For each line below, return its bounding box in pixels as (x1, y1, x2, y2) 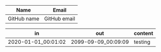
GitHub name (8, 15, 40, 22)
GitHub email (44, 15, 75, 22)
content (133, 30, 154, 37)
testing (133, 38, 151, 45)
